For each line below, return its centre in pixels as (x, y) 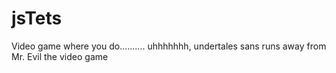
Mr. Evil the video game (60, 56)
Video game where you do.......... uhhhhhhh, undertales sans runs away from (169, 46)
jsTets (37, 18)
